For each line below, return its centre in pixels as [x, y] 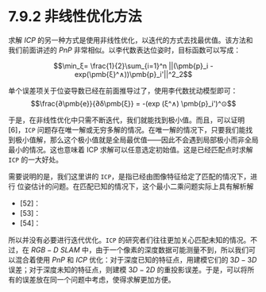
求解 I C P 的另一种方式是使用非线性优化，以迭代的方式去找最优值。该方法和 [131, 40]
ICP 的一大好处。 [36, 159]
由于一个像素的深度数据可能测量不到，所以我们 [172, 250]
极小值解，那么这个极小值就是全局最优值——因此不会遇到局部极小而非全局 [137, 140]
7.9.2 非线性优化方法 [75, 17]
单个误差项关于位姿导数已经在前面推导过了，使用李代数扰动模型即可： [123, 90]
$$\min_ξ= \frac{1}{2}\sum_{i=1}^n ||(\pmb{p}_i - [133, 66]
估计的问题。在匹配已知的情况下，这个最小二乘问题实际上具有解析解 [142, 186]
